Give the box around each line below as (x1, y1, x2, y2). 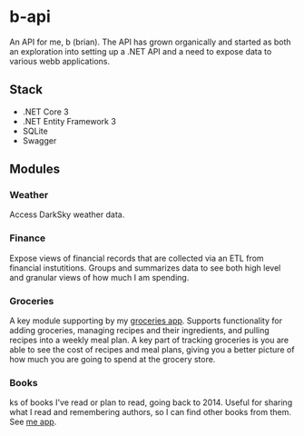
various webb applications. (9, 55, 111, 66)
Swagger (22, 134, 57, 146)
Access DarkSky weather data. (9, 209, 125, 220)
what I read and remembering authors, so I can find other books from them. (9, 407, 292, 418)
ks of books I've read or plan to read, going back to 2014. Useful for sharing (9, 397, 293, 408)
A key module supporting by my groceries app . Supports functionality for (9, 315, 283, 326)
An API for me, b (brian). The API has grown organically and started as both (9, 36, 292, 47)
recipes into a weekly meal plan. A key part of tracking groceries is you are (9, 334, 289, 346)
